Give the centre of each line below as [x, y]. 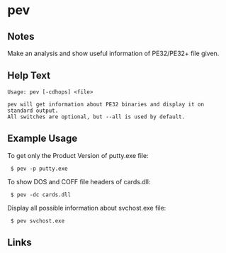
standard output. [33, 111]
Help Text [29, 75]
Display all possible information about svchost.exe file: [87, 208]
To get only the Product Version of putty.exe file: [78, 155]
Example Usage [43, 139]
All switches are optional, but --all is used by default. [96, 117]
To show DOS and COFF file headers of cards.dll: [79, 181]
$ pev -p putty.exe [39, 169]
